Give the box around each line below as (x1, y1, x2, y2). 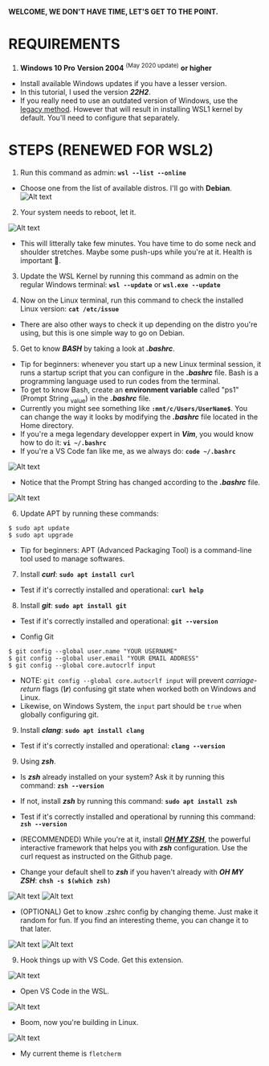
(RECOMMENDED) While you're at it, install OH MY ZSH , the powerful (19, 834, 251, 844)
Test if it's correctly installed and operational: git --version (19, 616, 218, 626)
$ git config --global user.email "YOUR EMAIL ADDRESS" (8, 655, 199, 663)
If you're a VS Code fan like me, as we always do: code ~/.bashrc (19, 447, 236, 456)
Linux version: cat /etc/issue (19, 303, 119, 313)
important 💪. (19, 255, 62, 265)
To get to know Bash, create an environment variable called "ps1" (19, 385, 239, 394)
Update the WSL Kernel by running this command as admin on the (19, 271, 239, 281)
